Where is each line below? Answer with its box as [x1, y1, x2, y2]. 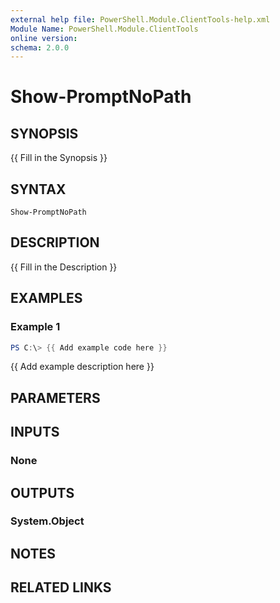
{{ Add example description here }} [10, 361, 155, 373]
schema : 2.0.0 [10, 42, 70, 53]
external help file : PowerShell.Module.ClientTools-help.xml [10, 14, 271, 25]
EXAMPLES [10, 290, 83, 307]
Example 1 [10, 320, 61, 334]
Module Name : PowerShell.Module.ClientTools [10, 24, 199, 34]
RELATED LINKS [10, 579, 112, 596]
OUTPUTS [10, 484, 75, 501]
